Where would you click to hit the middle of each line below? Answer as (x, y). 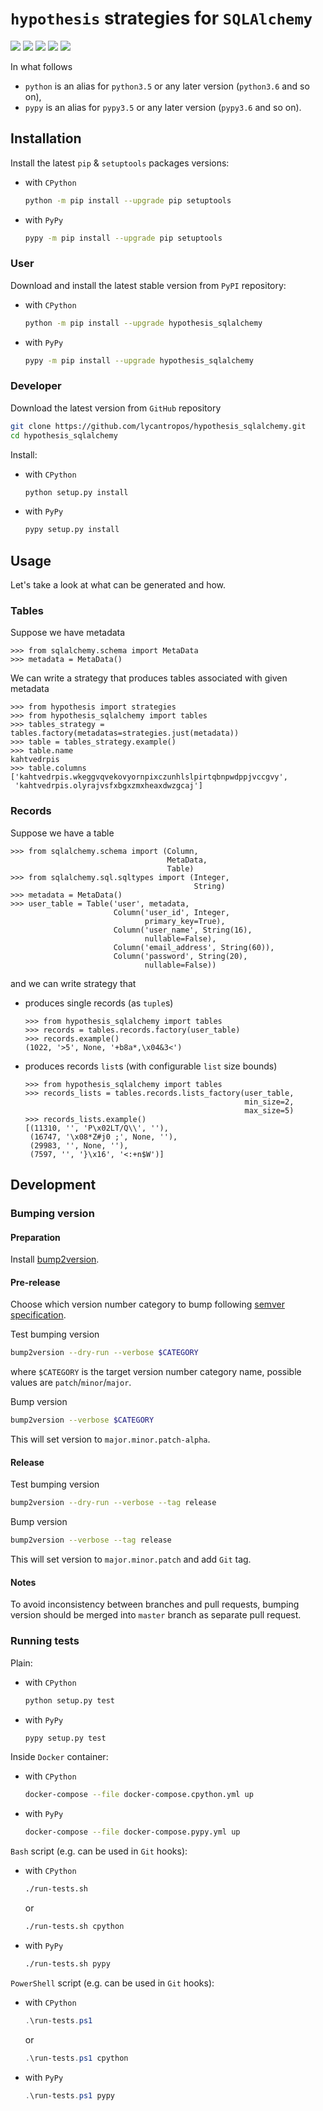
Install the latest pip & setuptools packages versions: (120, 163)
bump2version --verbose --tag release (91, 1540)
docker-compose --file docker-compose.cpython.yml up (139, 1795)
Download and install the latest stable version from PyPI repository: (148, 285)
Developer (36, 386)
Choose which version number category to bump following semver (147, 1304)
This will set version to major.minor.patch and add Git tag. (131, 1559)
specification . (38, 1315)
